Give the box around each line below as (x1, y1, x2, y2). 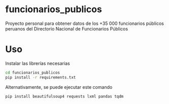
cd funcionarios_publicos (5, 70, 60, 75)
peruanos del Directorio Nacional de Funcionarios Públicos (5, 25, 128, 31)
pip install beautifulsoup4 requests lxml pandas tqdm (5, 94, 124, 99)
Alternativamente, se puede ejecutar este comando (5, 84, 113, 90)
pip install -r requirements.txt (5, 75, 76, 80)
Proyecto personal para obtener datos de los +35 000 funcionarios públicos (5, 20, 164, 26)
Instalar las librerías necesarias (5, 60, 70, 66)
